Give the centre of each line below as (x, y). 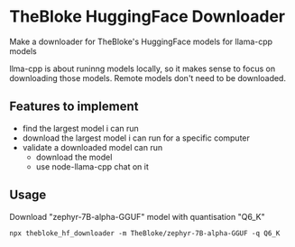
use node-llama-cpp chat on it (92, 166)
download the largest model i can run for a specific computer (136, 138)
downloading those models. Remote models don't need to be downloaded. (148, 78)
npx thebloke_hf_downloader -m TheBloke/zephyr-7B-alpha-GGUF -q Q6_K (145, 233)
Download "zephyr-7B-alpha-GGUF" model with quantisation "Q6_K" (137, 216)
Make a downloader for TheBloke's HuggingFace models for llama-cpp (141, 41)
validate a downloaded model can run (92, 147)
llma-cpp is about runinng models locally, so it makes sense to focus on (143, 69)
